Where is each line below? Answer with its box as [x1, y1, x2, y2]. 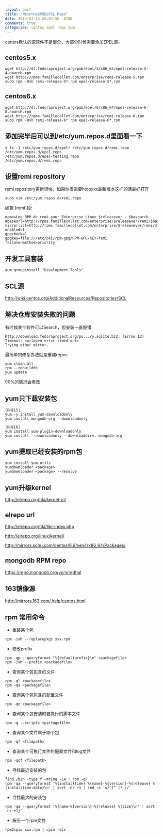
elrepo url [5, 510, 35, 519]
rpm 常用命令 [5, 613, 45, 622]
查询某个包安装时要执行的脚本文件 [12, 710, 81, 716]
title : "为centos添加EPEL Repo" [5, 12, 68, 16]
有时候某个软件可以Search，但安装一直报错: [5, 324, 93, 330]
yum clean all [5, 361, 34, 366]
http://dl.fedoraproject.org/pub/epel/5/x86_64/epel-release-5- [16, 66, 149, 71]
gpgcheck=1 [5, 231, 27, 237]
